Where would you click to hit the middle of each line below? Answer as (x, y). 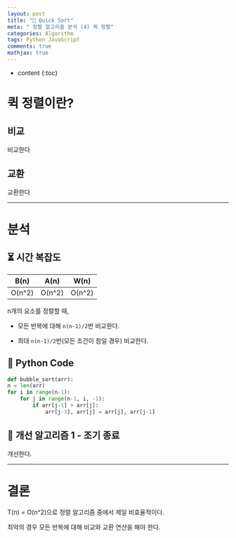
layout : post (26, 14)
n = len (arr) (26, 386)
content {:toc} (38, 73)
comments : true (29, 46)
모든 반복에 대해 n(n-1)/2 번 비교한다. (68, 325)
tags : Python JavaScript (44, 40)
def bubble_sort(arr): (40, 379)
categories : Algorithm (40, 33)
